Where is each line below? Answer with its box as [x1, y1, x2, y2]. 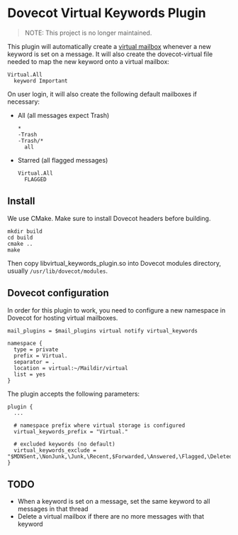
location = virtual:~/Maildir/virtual [13, 364, 129, 372]
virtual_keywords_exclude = [13, 446, 97, 454]
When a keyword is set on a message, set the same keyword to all [17, 497, 210, 506]
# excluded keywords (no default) [13, 441, 115, 448]
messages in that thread [17, 504, 89, 513]
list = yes [13, 371, 46, 378]
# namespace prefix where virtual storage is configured [13, 421, 186, 429]
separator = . [13, 358, 55, 365]
